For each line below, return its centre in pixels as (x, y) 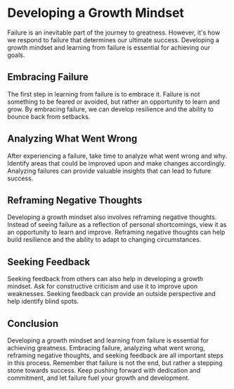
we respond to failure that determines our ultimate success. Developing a (113, 39)
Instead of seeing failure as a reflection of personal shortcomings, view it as (117, 225)
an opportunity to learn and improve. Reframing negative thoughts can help (116, 232)
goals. (16, 55)
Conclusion (33, 323)
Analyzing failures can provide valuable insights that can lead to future (109, 171)
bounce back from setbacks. (49, 116)
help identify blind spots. (43, 302)
